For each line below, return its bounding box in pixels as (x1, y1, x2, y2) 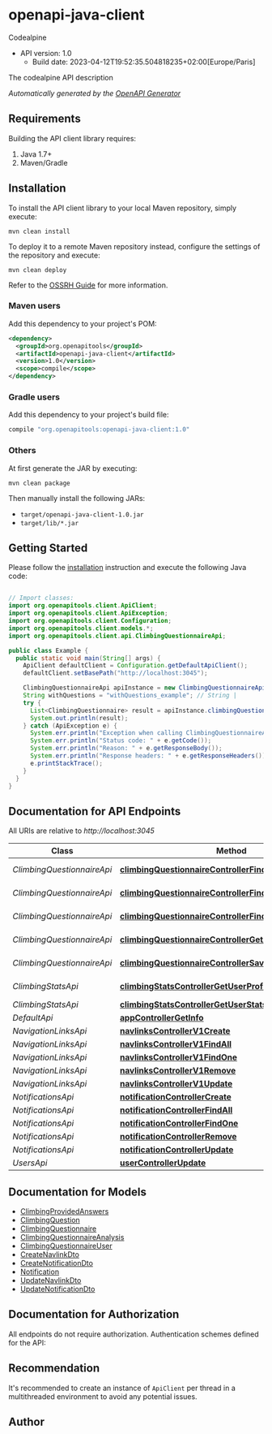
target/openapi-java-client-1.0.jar (19, 510, 144, 519)
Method (215, 845, 247, 857)
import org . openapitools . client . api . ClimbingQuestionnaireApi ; (8, 632, 227, 640)
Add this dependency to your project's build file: (8, 410, 169, 420)
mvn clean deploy (8, 266, 67, 274)
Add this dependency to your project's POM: (8, 318, 157, 328)
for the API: (8, 1337, 46, 1347)
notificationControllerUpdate (120, 1144, 234, 1155)
